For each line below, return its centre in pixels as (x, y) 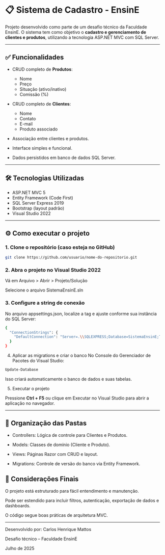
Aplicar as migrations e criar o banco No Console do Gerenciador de (82, 356)
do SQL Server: (21, 319)
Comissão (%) (34, 94)
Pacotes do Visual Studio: (38, 361)
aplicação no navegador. (30, 403)
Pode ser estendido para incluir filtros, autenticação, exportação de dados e (82, 500)
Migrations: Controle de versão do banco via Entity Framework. (76, 463)
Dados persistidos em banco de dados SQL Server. (64, 158)
